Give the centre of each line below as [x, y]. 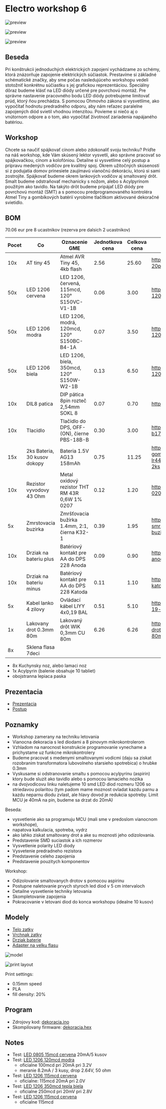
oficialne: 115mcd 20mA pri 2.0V [52, 1081]
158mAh [70, 463]
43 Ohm [36, 496]
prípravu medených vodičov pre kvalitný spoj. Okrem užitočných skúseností [82, 165]
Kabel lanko [40, 603]
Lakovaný [71, 620]
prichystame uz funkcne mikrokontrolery [54, 752]
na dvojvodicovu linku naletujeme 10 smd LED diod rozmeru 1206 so [82, 784]
